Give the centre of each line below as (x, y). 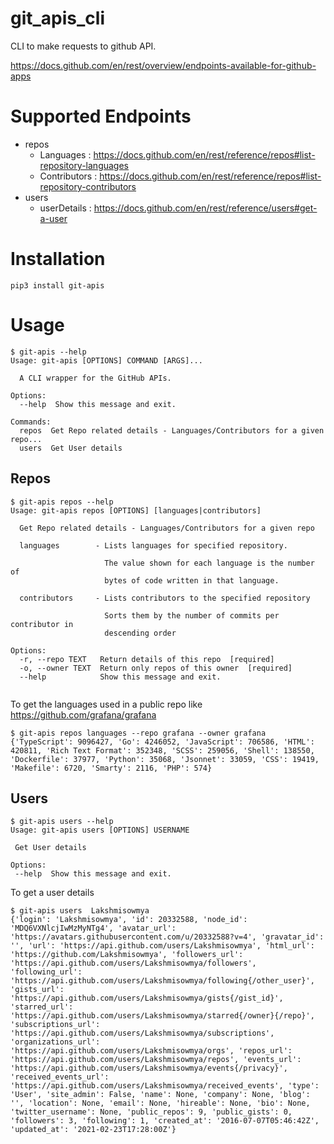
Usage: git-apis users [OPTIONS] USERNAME (100, 830)
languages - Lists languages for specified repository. (153, 545)
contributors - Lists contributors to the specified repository (165, 598)
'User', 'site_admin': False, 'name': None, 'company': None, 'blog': (160, 1095)
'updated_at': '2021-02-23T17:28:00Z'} (93, 1130)
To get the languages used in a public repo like (106, 704)
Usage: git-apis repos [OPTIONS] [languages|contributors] (136, 510)
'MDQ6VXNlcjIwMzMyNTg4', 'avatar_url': (93, 928)
